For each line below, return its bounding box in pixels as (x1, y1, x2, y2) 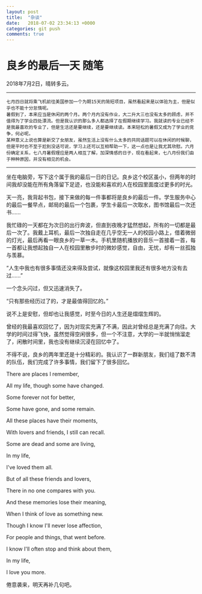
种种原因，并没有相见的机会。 (10, 156, 74, 162)
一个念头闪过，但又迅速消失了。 (6, 285, 85, 292)
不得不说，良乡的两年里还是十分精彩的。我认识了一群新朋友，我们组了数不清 (6, 351, 196, 358)
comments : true (6, 31, 44, 37)
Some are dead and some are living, (6, 441, 96, 448)
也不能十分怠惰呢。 (10, 105, 51, 111)
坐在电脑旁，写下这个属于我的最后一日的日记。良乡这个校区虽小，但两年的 (6, 173, 191, 181)
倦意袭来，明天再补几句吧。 (6, 581, 75, 589)
